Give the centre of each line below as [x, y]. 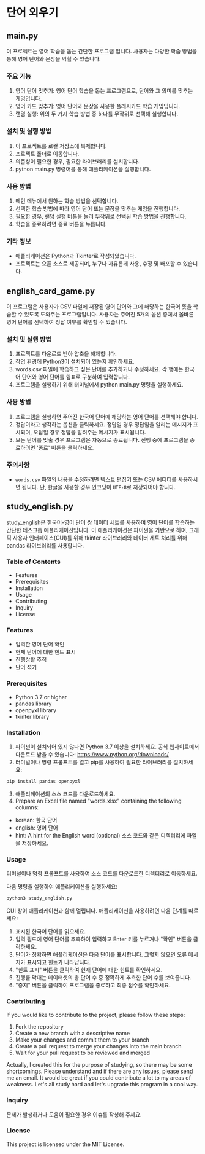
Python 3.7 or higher [41, 697]
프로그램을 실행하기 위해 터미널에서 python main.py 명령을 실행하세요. [99, 385]
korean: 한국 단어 [36, 820]
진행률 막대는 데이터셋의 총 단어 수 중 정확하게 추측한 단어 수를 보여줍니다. [103, 977]
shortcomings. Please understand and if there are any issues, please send [100, 1071]
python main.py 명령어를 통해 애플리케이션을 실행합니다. [83, 169]
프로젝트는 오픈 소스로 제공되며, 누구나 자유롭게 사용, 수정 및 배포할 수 [98, 264]
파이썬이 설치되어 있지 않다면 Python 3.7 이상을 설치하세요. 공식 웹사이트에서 [107, 747]
